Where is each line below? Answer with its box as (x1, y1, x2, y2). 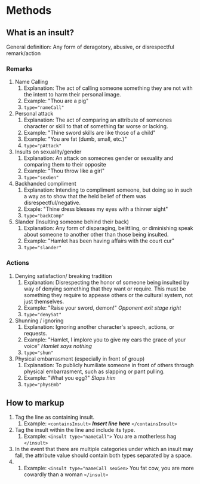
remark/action (6, 50, 41, 57)
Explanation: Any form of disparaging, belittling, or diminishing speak (23, 225, 193, 232)
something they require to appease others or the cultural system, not (23, 291, 193, 298)
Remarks (6, 64, 33, 72)
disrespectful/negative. (23, 199, 81, 207)
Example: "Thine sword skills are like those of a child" (23, 129, 156, 137)
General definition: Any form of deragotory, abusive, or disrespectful (6, 43, 174, 50)
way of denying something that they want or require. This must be (23, 285, 186, 292)
